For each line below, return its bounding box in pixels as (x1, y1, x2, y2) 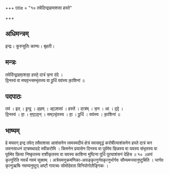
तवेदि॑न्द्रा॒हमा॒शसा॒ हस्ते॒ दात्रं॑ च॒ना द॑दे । (5, 72, 63, 78)
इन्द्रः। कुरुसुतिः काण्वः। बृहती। (5, 43, 55, 49)
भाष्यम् (5, 126, 20, 135)
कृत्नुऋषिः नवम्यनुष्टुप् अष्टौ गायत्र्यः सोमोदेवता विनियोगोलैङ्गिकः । (5, 163, 109, 169)
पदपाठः (5, 92, 22, 101)
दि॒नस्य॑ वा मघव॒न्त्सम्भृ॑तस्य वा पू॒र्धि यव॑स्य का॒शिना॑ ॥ (5, 77, 85, 83)
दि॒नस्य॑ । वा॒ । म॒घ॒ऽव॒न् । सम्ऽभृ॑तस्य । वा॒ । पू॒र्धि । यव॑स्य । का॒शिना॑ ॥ (5, 112, 120, 118)
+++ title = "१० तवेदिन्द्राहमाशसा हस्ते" (5, 5, 72, 11)
